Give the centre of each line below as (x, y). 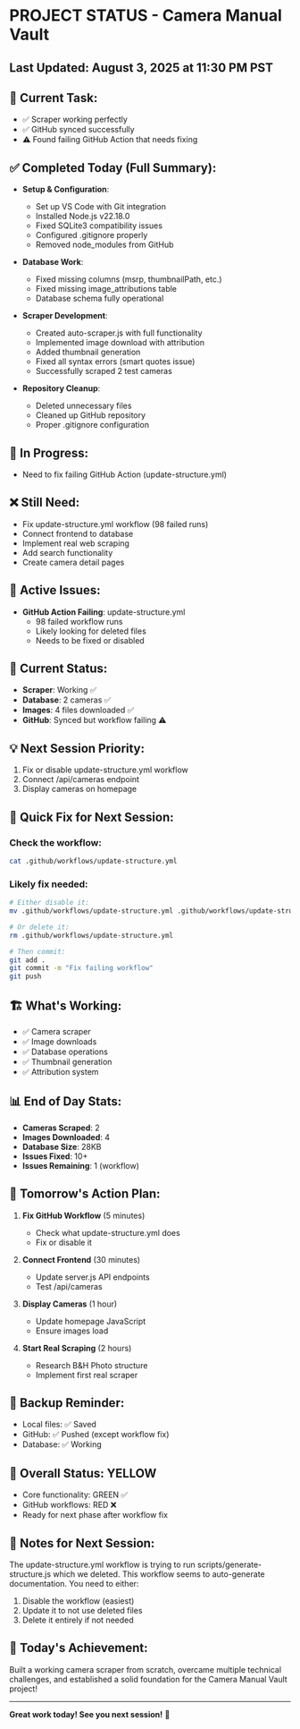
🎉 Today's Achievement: (79, 1648)
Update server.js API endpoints (92, 1277)
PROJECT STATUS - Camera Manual (146, 16)
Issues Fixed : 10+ (55, 1156)
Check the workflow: (56, 842)
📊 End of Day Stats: (66, 1102)
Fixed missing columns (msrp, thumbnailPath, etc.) (129, 279)
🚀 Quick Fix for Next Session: (92, 817)
